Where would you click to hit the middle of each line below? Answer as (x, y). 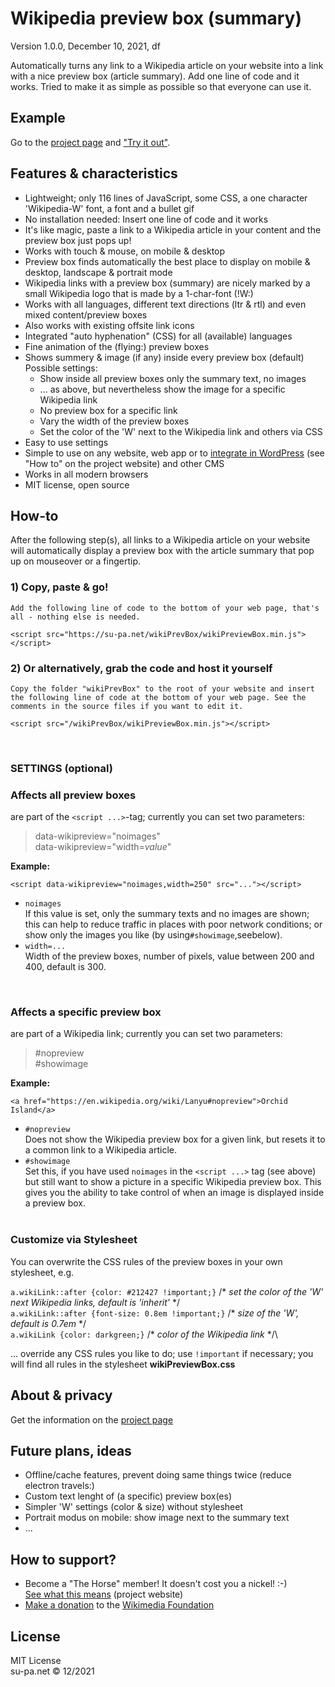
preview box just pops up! (78, 240)
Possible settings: (61, 368)
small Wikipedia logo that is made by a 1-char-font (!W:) (139, 293)
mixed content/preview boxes (86, 314)
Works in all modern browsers (86, 474)
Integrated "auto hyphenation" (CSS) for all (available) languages (158, 336)
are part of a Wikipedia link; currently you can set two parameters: (146, 1034)
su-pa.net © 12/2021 (52, 1671)
